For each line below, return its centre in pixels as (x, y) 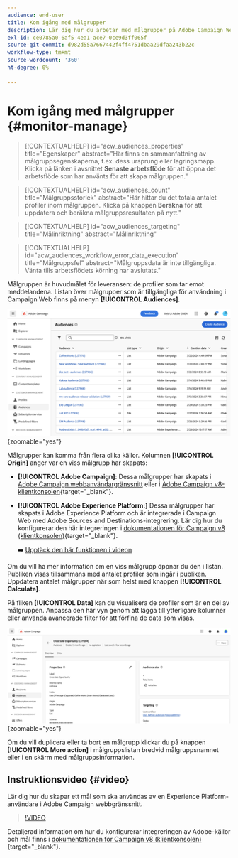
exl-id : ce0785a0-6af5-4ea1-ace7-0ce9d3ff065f (77, 38)
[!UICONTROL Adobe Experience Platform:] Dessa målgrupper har (116, 505)
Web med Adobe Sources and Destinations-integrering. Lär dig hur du (120, 521)
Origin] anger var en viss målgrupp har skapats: (77, 463)
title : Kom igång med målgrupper (57, 22)
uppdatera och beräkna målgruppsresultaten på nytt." (103, 213)
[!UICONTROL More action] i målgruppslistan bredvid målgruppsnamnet (113, 749)
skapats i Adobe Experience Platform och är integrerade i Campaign (117, 513)
